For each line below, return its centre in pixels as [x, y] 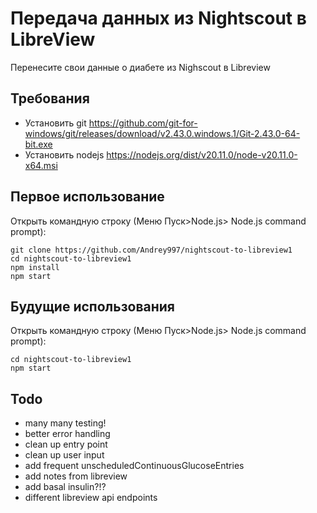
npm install [35, 267]
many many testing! [65, 423]
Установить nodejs [64, 154]
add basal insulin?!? [65, 487]
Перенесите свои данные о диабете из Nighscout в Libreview [140, 67]
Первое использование [87, 197]
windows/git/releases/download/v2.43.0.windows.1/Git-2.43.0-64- [162, 133]
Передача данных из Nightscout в [158, 18]
